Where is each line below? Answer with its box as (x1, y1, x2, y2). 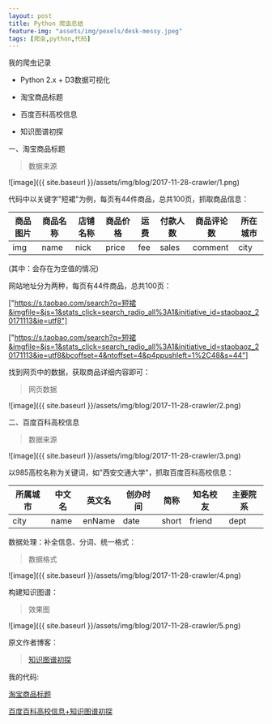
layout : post (8, 11, 53, 20)
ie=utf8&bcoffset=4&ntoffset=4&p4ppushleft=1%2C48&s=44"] (37, 351, 249, 360)
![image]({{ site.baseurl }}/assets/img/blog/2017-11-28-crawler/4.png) (8, 571, 241, 580)
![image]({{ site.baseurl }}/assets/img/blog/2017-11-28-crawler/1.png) (8, 178, 240, 187)
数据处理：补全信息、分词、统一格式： (8, 537, 136, 547)
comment (193, 242, 229, 253)
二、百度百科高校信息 (8, 417, 79, 427)
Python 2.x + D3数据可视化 (19, 75, 111, 85)
